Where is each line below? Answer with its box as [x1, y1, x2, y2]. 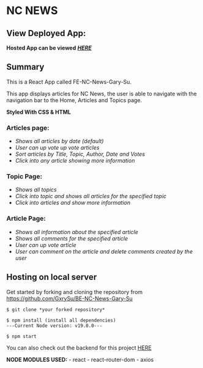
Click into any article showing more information [15, 157, 135, 164]
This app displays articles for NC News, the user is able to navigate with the [6, 90, 197, 97]
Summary [6, 62, 45, 72]
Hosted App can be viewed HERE [6, 44, 92, 51]
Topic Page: [6, 172, 43, 181]
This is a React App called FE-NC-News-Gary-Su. [6, 78, 132, 86]
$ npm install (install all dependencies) [6, 317, 116, 323]
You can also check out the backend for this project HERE [6, 344, 152, 351]
